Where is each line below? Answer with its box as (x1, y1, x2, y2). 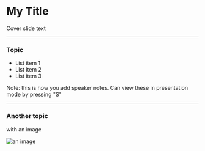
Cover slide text (6, 24, 46, 32)
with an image (6, 125, 41, 133)
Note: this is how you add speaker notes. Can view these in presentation (6, 84, 188, 92)
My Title (6, 4, 49, 18)
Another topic (6, 112, 49, 120)
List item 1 (15, 59, 41, 67)
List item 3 (15, 72, 41, 80)
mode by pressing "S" (6, 90, 62, 98)
